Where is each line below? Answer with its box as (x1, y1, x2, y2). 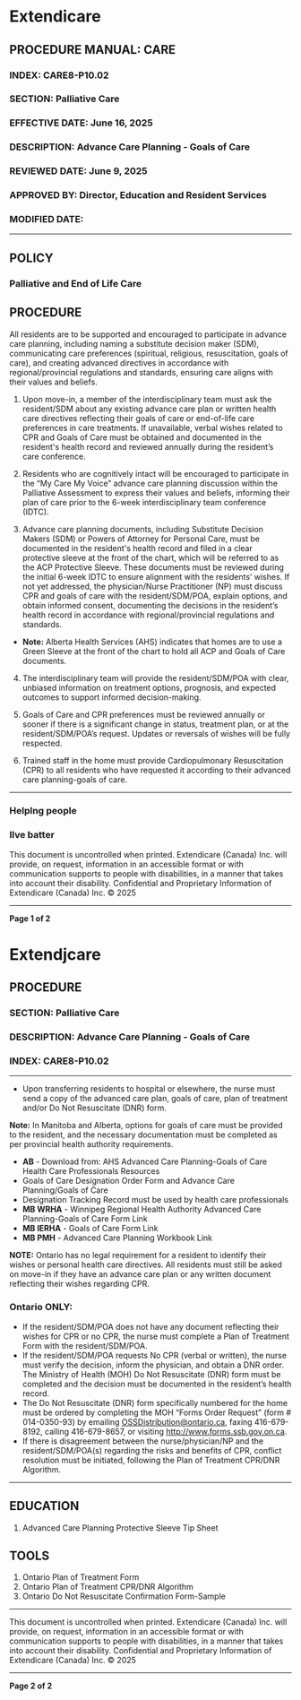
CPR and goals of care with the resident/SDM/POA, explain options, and (21, 590, 288, 601)
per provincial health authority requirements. (9, 1139, 174, 1150)
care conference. (21, 451, 87, 462)
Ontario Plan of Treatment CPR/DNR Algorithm (21, 1582, 194, 1592)
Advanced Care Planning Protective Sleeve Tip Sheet (21, 1522, 219, 1533)
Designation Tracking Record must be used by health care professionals (21, 1195, 289, 1205)
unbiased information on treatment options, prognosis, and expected (21, 682, 276, 693)
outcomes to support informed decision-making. (21, 692, 202, 703)
